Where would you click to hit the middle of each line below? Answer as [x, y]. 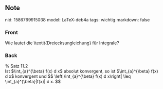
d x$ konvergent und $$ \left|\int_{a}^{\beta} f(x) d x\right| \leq [68, 76]
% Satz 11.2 [17, 66]
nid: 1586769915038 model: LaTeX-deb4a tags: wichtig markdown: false [77, 19]
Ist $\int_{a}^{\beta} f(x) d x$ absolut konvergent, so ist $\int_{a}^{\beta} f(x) [81, 71]
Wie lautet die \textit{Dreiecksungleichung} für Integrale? [62, 43]
